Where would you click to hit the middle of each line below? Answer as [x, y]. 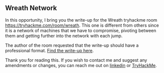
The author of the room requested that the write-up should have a [72, 45]
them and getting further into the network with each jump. [64, 36]
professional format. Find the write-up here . [49, 50]
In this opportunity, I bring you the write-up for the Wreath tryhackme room [81, 20]
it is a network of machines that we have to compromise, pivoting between [81, 30]
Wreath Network [31, 8]
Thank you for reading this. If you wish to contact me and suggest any [76, 60]
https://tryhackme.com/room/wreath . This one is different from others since [82, 25]
